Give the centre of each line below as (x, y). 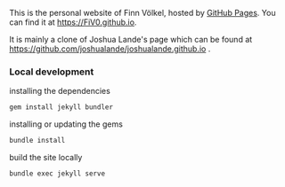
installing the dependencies (60, 91)
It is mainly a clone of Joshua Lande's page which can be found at (131, 39)
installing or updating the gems (66, 124)
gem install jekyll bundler (61, 107)
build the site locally (46, 158)
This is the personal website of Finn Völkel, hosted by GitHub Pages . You (142, 13)
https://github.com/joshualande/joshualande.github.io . (110, 49)
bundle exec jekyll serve (57, 174)
